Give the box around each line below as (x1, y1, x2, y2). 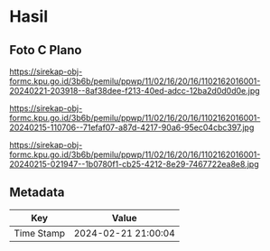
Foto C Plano (9, 42, 82, 58)
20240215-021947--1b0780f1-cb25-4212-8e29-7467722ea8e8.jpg (9, 159, 259, 169)
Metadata (9, 185, 65, 200)
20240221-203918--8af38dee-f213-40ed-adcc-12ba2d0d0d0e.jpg (9, 86, 260, 96)
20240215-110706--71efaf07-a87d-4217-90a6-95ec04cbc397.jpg (9, 122, 255, 133)
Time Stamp (14, 227, 66, 239)
